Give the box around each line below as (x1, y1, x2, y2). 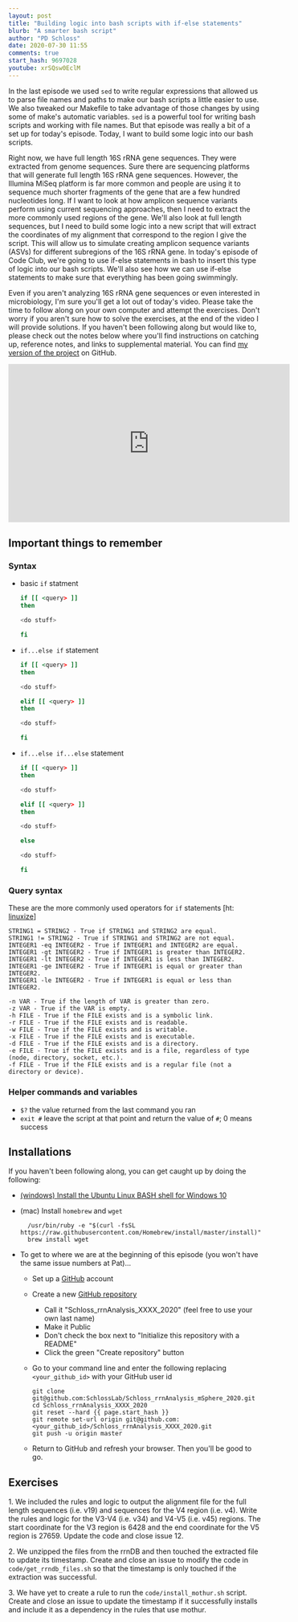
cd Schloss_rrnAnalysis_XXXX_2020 (31, 1402, 148, 1410)
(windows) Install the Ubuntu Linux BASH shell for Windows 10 (19, 1190, 227, 1200)
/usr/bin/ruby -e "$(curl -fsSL (27, 1222, 136, 1230)
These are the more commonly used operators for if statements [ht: (8, 903, 235, 913)
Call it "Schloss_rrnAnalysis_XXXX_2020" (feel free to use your (43, 1305, 253, 1315)
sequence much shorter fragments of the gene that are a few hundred (8, 186, 241, 197)
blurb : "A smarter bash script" (8, 27, 116, 35)
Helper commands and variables (8, 1087, 138, 1098)
